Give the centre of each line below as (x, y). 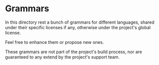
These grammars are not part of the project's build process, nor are (74, 52)
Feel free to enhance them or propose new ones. (55, 42)
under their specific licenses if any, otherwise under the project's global (78, 27)
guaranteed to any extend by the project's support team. (62, 57)
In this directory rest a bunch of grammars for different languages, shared (80, 22)
